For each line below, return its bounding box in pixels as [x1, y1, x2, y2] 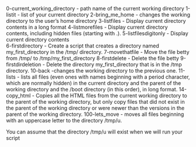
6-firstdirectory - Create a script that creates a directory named [6, 42, 160, 49]
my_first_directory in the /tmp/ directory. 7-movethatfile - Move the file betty [6, 49, 190, 55]
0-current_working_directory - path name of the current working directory [6, 5, 184, 12]
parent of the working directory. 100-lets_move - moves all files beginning [6, 111, 184, 118]
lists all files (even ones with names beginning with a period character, [20, 73, 190, 80]
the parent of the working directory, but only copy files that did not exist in [6, 98, 185, 105]
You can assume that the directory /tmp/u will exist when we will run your [6, 128, 183, 135]
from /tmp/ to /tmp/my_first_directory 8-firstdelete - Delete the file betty [6, 55, 180, 61]
